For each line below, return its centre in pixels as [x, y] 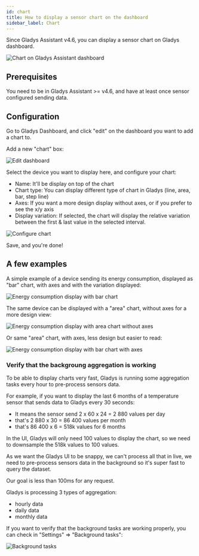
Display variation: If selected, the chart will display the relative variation [102, 216]
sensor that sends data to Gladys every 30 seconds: [71, 402]
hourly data [29, 504]
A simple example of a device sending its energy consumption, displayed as [99, 278]
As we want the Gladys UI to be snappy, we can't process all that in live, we [99, 456]
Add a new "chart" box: [35, 149]
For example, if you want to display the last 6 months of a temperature [93, 396]
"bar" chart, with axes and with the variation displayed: [74, 285]
